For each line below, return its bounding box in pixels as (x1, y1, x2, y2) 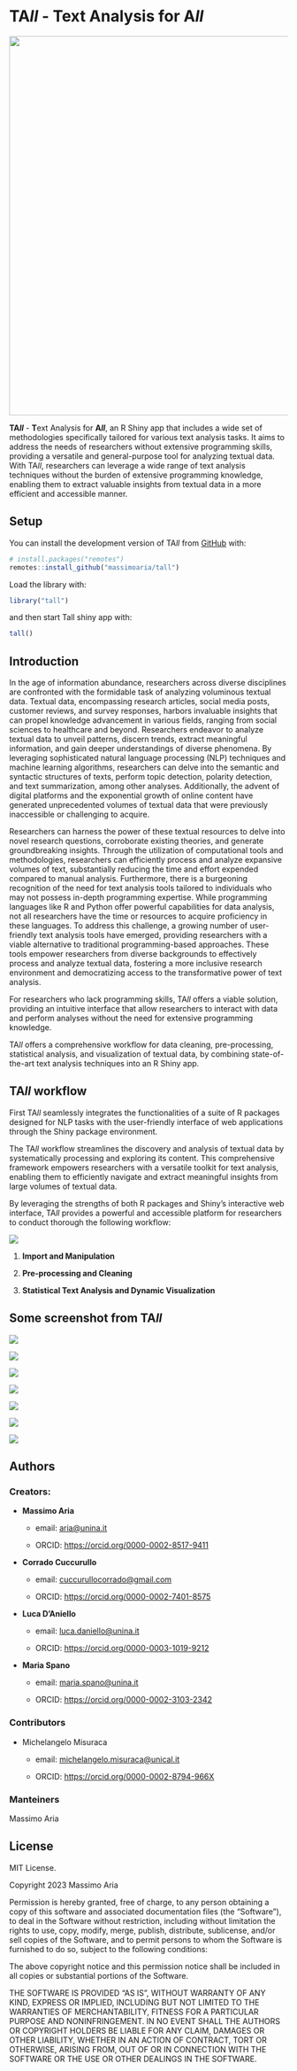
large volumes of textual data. (9, 1181, 118, 1191)
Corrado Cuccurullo (21, 1557, 97, 1568)
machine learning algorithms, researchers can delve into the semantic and (9, 762, 280, 772)
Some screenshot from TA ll (9, 1311, 163, 1326)
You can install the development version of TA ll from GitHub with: (9, 538, 247, 548)
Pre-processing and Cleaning (21, 1268, 133, 1278)
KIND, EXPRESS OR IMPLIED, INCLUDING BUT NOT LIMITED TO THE (9, 1997, 260, 2007)
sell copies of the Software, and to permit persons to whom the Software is (9, 1934, 283, 1945)
